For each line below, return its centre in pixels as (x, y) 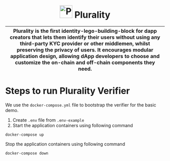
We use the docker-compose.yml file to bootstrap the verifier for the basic (81, 105)
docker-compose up (25, 135)
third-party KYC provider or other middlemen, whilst (85, 43)
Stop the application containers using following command (65, 144)
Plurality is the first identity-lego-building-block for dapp (85, 31)
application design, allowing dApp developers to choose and (85, 56)
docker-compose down (27, 153)
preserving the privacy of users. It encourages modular (85, 49)
